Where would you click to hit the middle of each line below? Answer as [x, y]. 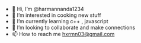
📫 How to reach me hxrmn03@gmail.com [63, 34]
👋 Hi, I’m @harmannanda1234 [48, 9]
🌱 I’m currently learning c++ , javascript [60, 21]
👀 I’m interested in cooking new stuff [57, 15]
